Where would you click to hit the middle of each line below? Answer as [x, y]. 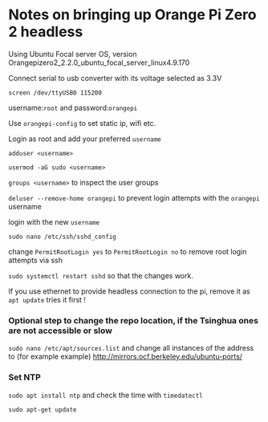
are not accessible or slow [60, 331]
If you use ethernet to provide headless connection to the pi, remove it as [129, 291]
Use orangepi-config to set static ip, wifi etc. [82, 123]
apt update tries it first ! [47, 299]
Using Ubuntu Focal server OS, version [73, 54]
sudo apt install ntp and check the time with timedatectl [106, 395]
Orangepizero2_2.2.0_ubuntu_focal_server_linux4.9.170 [99, 63]
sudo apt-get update [43, 410]
